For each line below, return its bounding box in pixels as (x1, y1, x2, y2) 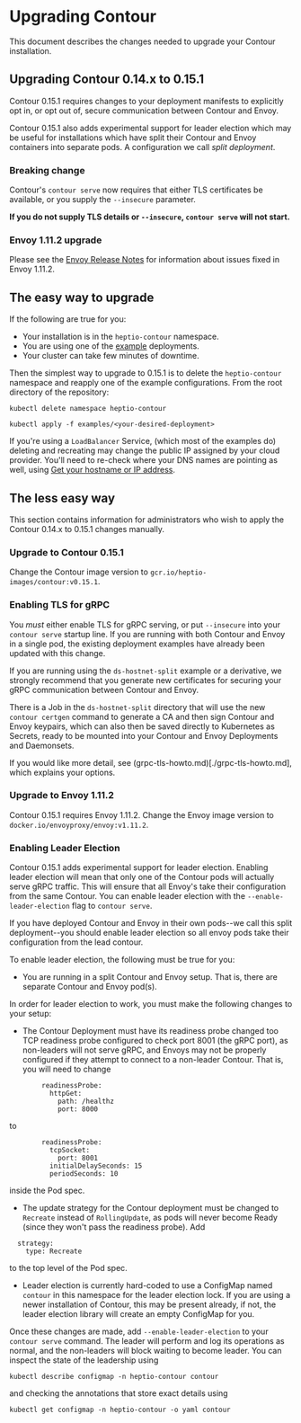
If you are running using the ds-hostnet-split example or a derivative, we (9, 665, 282, 676)
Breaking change (9, 164, 85, 176)
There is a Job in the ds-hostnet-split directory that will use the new (9, 701, 266, 712)
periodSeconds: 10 (49, 1170, 119, 1178)
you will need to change (22, 1063, 111, 1075)
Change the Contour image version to (9, 566, 148, 577)
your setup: (9, 1009, 52, 1019)
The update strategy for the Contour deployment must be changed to (22, 1203, 279, 1214)
